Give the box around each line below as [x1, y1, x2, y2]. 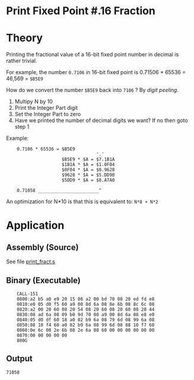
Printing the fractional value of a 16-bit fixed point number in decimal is [6, 51, 179, 58]
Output [6, 354, 33, 364]
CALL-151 [17, 290, 38, 297]
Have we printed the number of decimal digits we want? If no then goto [14, 117, 188, 124]
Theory [6, 31, 43, 45]
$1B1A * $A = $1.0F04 [62, 162, 115, 168]
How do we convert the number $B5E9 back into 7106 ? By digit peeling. [6, 87, 179, 94]
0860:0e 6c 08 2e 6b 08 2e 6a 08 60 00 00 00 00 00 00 [17, 327, 155, 333]
